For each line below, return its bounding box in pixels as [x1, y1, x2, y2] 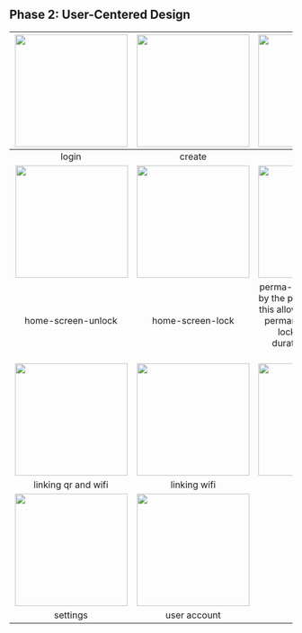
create [179, 150, 207, 163]
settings [53, 609, 88, 621]
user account [164, 609, 222, 621]
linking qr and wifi [33, 478, 109, 491]
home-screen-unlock [24, 314, 118, 326]
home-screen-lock [152, 314, 235, 326]
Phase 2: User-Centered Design [9, 7, 191, 22]
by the [258, 291, 286, 304]
